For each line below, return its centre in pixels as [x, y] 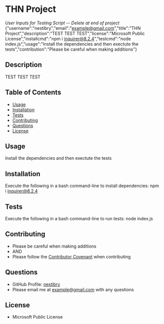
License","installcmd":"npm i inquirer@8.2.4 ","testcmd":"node [68, 39]
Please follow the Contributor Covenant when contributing [71, 257]
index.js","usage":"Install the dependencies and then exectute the [72, 44]
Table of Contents [33, 93]
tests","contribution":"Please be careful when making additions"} [71, 49]
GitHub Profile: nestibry [36, 284]
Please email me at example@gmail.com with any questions [73, 289]
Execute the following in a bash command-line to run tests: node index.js [79, 219]
